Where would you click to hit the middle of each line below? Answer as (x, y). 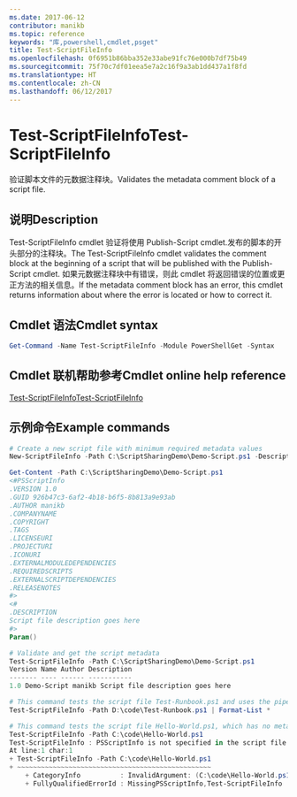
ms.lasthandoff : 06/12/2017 (61, 91)
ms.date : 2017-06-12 (47, 17)
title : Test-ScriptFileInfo (61, 50)
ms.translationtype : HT (53, 75)
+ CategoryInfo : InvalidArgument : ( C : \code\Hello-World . (152, 776)
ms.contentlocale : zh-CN (55, 83)
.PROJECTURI (31, 547)
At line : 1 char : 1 (41, 751)
